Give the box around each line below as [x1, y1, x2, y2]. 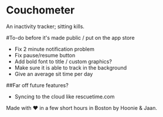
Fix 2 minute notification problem [14, 45, 95, 53]
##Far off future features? [6, 81, 69, 88]
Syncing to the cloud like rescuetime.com [14, 93, 115, 100]
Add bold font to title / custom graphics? [14, 58, 113, 65]
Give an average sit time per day [14, 70, 93, 77]
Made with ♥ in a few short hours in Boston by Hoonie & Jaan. [6, 104, 157, 111]
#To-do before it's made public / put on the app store [6, 34, 135, 41]
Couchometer [6, 4, 75, 17]
